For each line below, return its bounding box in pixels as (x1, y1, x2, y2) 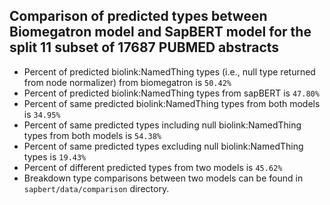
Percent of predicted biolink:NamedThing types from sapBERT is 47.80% (23, 87, 320, 99)
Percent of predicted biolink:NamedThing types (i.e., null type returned (23, 65, 316, 78)
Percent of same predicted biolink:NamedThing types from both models (23, 97, 321, 109)
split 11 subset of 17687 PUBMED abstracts (9, 39, 280, 56)
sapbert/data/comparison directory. (23, 182, 170, 194)
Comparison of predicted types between (9, 8, 268, 25)
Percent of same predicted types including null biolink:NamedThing (23, 119, 302, 131)
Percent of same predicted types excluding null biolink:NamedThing (23, 140, 304, 152)
